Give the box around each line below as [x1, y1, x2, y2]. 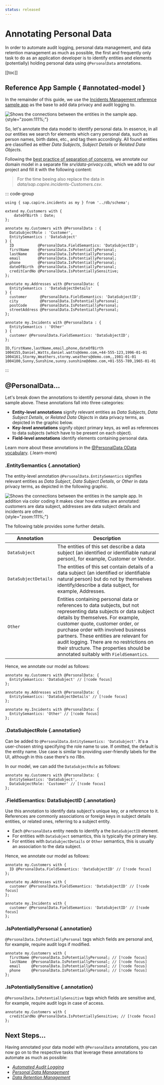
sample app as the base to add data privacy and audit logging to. [5, 102, 136, 108]
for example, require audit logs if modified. [5, 942, 91, 947]
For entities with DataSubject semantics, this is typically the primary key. [12, 833, 158, 839]
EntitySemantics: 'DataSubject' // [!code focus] [9, 677, 112, 682]
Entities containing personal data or [57, 596, 139, 602]
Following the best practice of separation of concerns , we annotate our [5, 156, 148, 162]
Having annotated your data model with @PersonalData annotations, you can [5, 1044, 158, 1050]
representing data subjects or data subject [57, 608, 155, 615]
